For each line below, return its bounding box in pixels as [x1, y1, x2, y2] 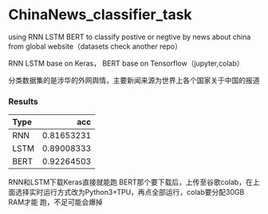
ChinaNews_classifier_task [8, 6, 193, 24]
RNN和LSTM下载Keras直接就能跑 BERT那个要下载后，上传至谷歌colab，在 [8, 177, 253, 187]
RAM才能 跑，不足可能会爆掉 [8, 197, 104, 207]
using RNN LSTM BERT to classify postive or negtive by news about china [8, 32, 251, 42]
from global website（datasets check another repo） [8, 42, 182, 51]
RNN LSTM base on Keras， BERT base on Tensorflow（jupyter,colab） [8, 58, 244, 68]
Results [8, 96, 38, 107]
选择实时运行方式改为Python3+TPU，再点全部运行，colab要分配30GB [14, 188, 245, 197]
